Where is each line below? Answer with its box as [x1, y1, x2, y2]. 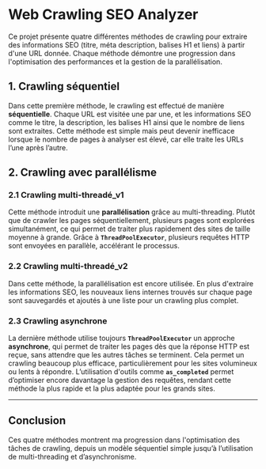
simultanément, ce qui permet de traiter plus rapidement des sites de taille [8, 224, 251, 234]
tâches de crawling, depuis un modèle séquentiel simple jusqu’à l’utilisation [8, 443, 253, 452]
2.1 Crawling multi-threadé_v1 [8, 190, 124, 201]
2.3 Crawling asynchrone [8, 315, 108, 326]
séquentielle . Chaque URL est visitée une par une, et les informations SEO [8, 109, 252, 119]
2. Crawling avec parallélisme [8, 166, 157, 180]
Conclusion [8, 414, 66, 428]
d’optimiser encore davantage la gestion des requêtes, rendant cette [8, 376, 232, 385]
